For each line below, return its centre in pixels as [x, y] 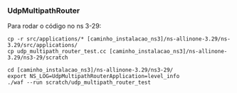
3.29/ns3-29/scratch [38, 58]
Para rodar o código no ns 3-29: [54, 26]
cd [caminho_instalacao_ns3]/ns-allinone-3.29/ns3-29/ [90, 70]
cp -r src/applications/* [46, 39]
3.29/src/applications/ [43, 45]
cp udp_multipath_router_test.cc [57, 52]
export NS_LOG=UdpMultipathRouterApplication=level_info [94, 77]
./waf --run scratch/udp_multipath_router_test [79, 83]
